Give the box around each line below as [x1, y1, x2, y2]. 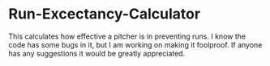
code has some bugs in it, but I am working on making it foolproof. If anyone [8, 39, 263, 49]
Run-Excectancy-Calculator [8, 5, 201, 23]
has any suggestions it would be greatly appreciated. [8, 48, 186, 58]
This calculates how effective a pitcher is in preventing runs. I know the [8, 31, 246, 41]
